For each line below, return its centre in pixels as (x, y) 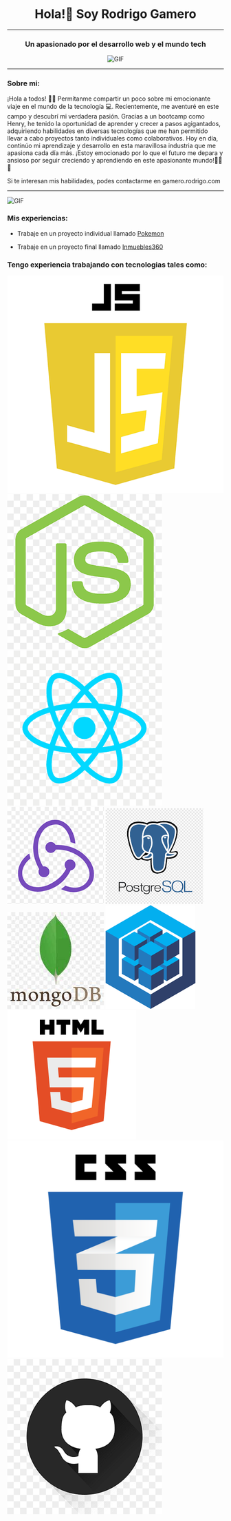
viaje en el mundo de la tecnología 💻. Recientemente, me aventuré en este (113, 106)
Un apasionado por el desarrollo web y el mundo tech (115, 44)
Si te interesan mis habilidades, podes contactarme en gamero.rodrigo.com (114, 181)
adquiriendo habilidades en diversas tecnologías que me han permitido (108, 131)
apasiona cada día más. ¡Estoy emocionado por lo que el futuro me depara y (115, 153)
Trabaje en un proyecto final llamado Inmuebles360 (90, 247)
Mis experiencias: (37, 218)
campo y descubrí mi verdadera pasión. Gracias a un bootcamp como (106, 116)
